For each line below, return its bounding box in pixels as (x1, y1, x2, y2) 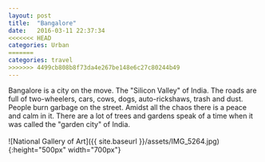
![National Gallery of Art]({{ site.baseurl (8, 136, 137, 146)
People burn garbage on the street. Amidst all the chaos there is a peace (8, 102, 247, 112)
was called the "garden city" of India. (8, 119, 130, 128)
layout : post (8, 11, 52, 20)
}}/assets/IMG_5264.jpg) (138, 136, 220, 146)
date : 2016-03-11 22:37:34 (8, 26, 105, 34)
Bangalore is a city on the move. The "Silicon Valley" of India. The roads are (8, 85, 257, 95)
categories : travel (8, 57, 73, 65)
